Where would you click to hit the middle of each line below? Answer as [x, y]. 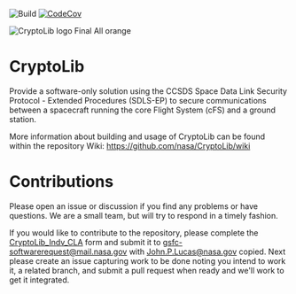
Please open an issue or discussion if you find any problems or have [134, 206]
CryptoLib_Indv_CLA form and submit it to [85, 242]
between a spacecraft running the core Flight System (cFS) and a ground [143, 110]
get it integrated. [39, 280]
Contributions [61, 182]
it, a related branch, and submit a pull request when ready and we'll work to [147, 270]
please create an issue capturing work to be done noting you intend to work [148, 260]
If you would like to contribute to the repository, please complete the [134, 232]
